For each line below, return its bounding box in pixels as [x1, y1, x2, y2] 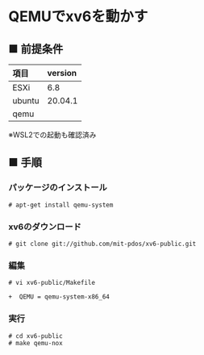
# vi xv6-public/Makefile [8, 279, 95, 287]
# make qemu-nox [8, 339, 63, 347]
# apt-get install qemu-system [8, 201, 114, 209]
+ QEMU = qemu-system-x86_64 [8, 293, 110, 301]
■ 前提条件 [8, 42, 64, 56]
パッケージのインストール [8, 182, 107, 194]
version [47, 68, 77, 78]
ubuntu [12, 95, 40, 106]
